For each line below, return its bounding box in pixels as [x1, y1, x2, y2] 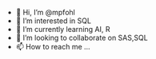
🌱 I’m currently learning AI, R [15, 25, 110, 33]
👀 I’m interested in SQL [15, 16, 92, 26]
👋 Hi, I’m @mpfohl [15, 8, 76, 17]
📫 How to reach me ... [15, 42, 90, 51]
